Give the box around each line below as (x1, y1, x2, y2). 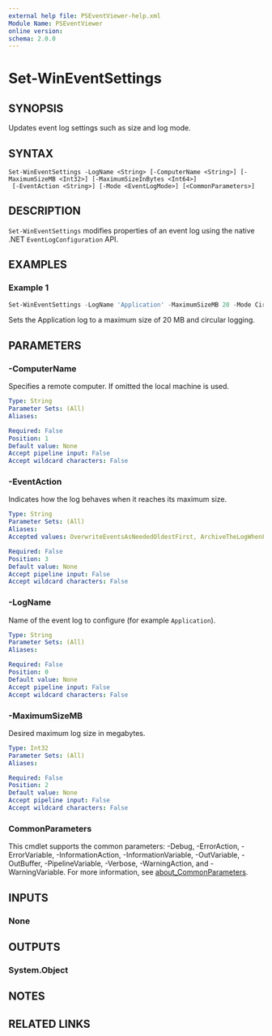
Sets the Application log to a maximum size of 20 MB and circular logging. (8, 315, 255, 325)
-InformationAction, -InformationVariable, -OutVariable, (56, 850, 240, 860)
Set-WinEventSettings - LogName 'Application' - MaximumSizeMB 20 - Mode (8, 301, 252, 309)
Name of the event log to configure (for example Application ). (8, 615, 216, 625)
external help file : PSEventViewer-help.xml (8, 11, 161, 20)
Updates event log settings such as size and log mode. (8, 123, 192, 133)
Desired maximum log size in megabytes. (8, 728, 146, 738)
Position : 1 (8, 435, 49, 443)
